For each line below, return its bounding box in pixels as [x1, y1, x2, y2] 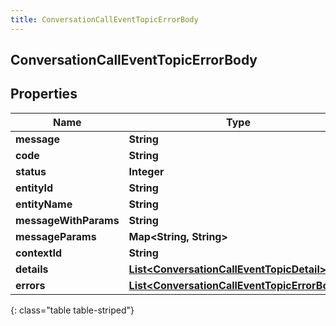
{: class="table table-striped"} [10, 304, 135, 316]
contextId [15, 246, 63, 260]
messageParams [15, 229, 97, 243]
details [15, 262, 49, 276]
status [15, 164, 47, 178]
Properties [10, 86, 78, 103]
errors [15, 278, 46, 292]
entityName [15, 197, 73, 211]
